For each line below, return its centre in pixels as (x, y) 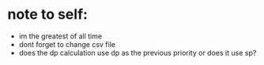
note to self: (48, 14)
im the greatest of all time (60, 36)
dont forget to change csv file (67, 44)
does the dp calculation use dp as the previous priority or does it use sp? (138, 52)
